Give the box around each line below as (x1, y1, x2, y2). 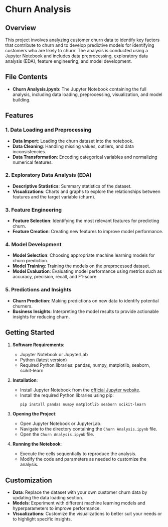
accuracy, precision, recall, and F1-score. (12, 274, 98, 280)
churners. (12, 303, 33, 309)
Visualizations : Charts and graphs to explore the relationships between (12, 188, 160, 194)
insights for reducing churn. (12, 313, 70, 320)
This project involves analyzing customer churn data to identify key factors (5, 37, 160, 43)
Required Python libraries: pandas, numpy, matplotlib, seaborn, (20, 362, 150, 368)
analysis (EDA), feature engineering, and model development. (5, 58, 132, 64)
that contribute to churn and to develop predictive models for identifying (5, 42, 154, 48)
